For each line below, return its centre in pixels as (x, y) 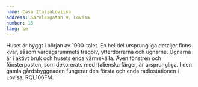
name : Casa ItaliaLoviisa (39, 12)
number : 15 (20, 23)
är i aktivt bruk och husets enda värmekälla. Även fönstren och (84, 58)
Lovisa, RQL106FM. (30, 77)
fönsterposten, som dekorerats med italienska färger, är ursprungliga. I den (99, 65)
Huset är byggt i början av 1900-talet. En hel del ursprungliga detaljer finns (99, 46)
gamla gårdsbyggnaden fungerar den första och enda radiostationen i (93, 71)
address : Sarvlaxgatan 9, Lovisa (48, 17)
